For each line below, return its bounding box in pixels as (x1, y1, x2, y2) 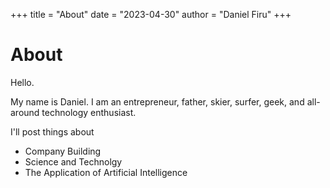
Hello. (10, 76, 35, 88)
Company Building (24, 145, 102, 157)
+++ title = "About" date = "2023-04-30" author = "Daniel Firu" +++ (10, 9, 292, 20)
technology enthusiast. (41, 106, 137, 118)
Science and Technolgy (24, 155, 123, 168)
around (10, 106, 40, 118)
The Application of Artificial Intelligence (24, 166, 188, 178)
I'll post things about (10, 125, 95, 138)
